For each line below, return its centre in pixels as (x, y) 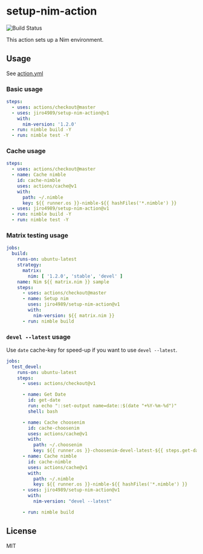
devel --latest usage (39, 336)
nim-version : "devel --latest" (72, 501)
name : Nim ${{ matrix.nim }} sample (63, 282)
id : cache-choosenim (54, 428)
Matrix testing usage (37, 236)
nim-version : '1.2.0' (50, 124)
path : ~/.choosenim (58, 445)
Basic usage (25, 89)
